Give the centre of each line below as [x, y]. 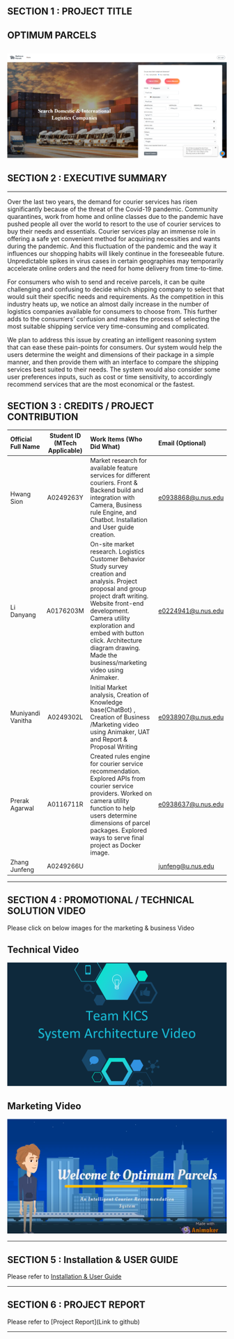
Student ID [65, 436]
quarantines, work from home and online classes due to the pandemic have [115, 216]
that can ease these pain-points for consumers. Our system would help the [115, 347]
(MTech [65, 443]
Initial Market [109, 687]
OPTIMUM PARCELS [52, 35]
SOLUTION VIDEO [46, 911]
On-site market [112, 544]
